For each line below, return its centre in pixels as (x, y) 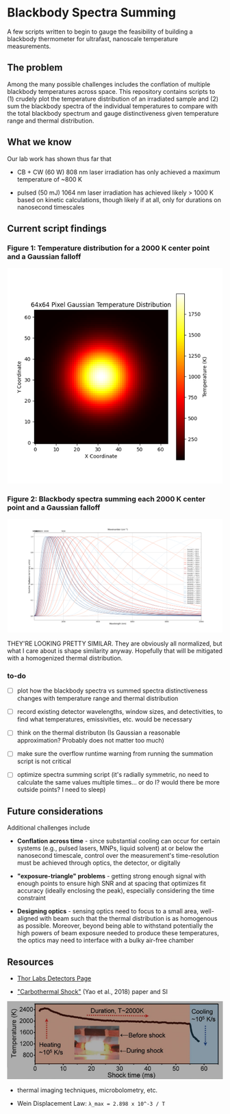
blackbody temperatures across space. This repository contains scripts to (111, 91)
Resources (30, 962)
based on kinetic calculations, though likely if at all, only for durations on (119, 199)
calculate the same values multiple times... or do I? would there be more (118, 782)
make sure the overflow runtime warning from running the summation (115, 754)
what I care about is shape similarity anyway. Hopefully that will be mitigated (115, 651)
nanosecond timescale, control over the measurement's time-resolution (118, 856)
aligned (28, 919)
